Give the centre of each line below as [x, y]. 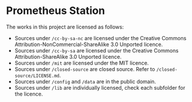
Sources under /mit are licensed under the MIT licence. [82, 63]
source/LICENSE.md [37, 76]
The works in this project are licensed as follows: [65, 27]
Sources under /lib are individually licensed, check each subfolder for [100, 87]
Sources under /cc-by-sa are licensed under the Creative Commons [96, 50]
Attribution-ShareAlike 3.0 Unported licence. [68, 57]
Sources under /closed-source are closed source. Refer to [85, 69]
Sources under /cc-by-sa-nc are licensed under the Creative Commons [100, 38]
